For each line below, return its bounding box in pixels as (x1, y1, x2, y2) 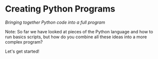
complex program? (5, 39, 43, 44)
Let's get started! (5, 48, 40, 54)
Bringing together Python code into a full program (5, 19, 105, 25)
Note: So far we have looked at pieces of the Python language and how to (5, 29, 154, 34)
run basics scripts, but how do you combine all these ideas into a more (5, 34, 147, 40)
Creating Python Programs (5, 3, 116, 15)
